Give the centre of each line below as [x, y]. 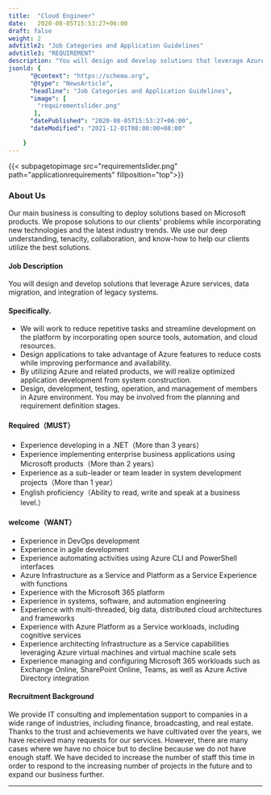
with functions [44, 584]
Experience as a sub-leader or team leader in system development [131, 472]
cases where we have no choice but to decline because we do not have [127, 748]
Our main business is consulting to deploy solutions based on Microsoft [127, 213]
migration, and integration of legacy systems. [83, 292]
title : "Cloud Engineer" [52, 16]
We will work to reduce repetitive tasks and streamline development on [138, 328]
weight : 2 [25, 38]
